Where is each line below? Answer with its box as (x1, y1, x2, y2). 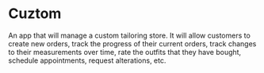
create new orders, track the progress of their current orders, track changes (8, 38, 257, 48)
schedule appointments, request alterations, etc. (8, 56, 166, 65)
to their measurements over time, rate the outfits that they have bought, (8, 47, 242, 57)
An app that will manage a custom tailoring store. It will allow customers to (8, 31, 251, 40)
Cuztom (8, 5, 62, 23)
